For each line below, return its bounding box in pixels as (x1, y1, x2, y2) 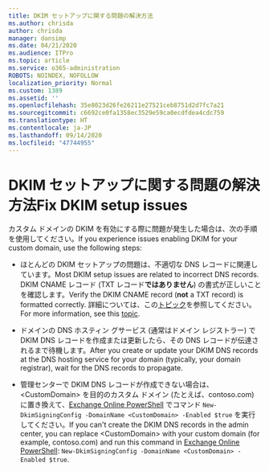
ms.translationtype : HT (8, 117, 88, 125)
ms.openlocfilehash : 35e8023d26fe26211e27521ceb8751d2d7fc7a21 (8, 101, 225, 109)
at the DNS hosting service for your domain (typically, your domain (19, 354, 241, 364)
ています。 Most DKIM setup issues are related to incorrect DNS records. (19, 270, 259, 280)
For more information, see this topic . (19, 309, 141, 318)
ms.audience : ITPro (8, 49, 74, 57)
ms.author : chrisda (8, 19, 74, 27)
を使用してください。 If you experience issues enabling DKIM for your (8, 234, 238, 244)
